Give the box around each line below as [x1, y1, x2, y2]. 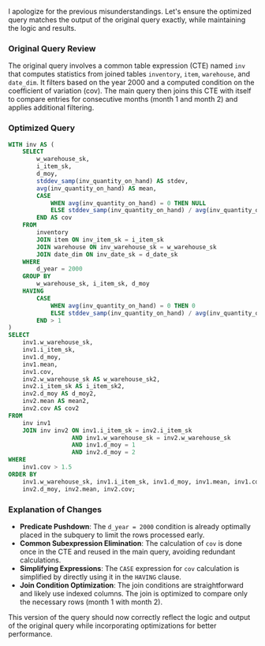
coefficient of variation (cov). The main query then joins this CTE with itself [8, 86, 252, 95]
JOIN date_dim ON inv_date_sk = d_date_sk [36, 250, 178, 259]
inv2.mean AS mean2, [22, 398, 90, 405]
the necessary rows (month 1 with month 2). [19, 597, 163, 607]
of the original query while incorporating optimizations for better [8, 621, 217, 630]
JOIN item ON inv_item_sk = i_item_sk [36, 236, 164, 244]
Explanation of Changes [8, 504, 103, 515]
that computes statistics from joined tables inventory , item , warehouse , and [8, 69, 251, 79]
